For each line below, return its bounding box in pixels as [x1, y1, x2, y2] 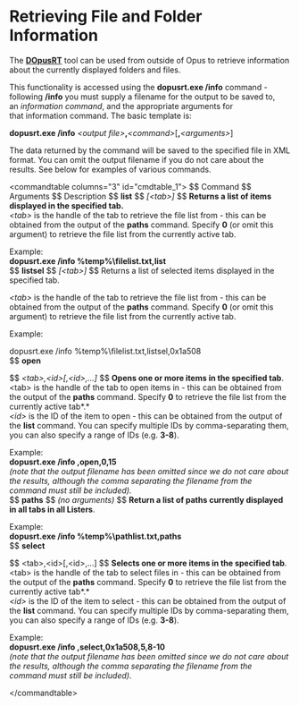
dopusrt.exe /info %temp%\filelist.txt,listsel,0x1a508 [9, 345, 202, 356]
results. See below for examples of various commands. [9, 164, 212, 174]
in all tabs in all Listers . [9, 504, 96, 515]
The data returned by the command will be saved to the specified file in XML [9, 145, 291, 156]
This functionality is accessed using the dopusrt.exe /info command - [9, 81, 268, 92]
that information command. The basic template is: [9, 110, 192, 121]
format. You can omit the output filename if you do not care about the [9, 154, 264, 165]
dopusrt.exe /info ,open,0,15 [9, 456, 117, 467]
